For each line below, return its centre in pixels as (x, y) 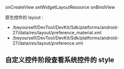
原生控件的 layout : (24, 17)
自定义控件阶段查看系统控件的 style (60, 60)
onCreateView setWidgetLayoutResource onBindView (60, 7)
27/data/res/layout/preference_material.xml (57, 33)
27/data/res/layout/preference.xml (48, 43)
